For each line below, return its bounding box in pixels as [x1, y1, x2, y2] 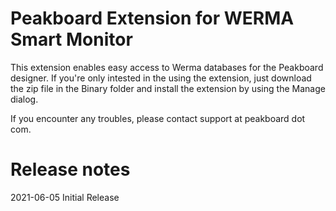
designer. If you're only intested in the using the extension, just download [10, 72, 312, 84]
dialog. [10, 93, 39, 105]
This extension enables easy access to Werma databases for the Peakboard [10, 61, 324, 73]
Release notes [10, 158, 131, 181]
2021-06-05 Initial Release [10, 191, 120, 203]
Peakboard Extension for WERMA [10, 7, 295, 30]
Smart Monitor [10, 28, 133, 51]
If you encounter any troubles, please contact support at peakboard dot [10, 112, 306, 124]
